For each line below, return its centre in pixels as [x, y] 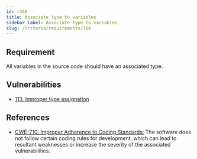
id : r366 [17, 12]
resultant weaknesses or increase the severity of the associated [93, 144]
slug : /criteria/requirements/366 [49, 28]
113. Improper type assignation [52, 99]
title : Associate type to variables [51, 17]
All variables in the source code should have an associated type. [85, 66]
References [28, 118]
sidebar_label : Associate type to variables [62, 22]
